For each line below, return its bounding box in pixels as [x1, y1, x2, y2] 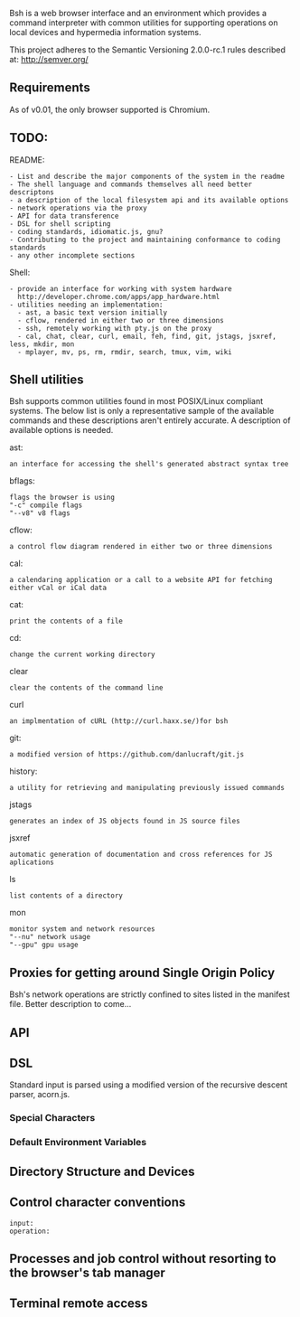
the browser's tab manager [9, 1265, 165, 1280]
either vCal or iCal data [9, 583, 107, 593]
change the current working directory [9, 650, 155, 659]
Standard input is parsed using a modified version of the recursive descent [9, 1079, 288, 1090]
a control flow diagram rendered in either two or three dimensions [9, 542, 273, 551]
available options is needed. [9, 425, 114, 436]
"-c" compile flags [9, 501, 83, 510]
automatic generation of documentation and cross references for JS [9, 850, 273, 860]
